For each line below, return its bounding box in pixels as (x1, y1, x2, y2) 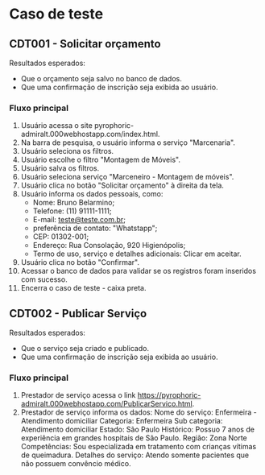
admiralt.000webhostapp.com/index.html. (20, 130, 160, 139)
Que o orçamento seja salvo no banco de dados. (20, 74, 182, 83)
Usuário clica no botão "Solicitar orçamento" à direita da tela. (20, 180, 225, 190)
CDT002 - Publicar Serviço (9, 307, 147, 320)
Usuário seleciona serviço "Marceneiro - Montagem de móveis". (20, 172, 234, 182)
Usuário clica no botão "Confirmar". (20, 258, 140, 267)
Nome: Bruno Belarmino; (32, 198, 115, 208)
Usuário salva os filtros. (20, 163, 100, 173)
